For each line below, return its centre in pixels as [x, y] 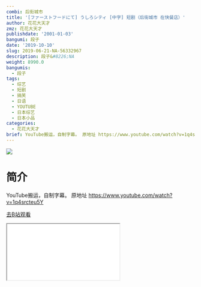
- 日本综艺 [23, 112]
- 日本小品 [23, 118]
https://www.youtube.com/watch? [130, 195]
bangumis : [19, 68]
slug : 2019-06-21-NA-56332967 [44, 51]
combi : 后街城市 [25, 12]
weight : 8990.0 [25, 62]
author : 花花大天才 [28, 23]
